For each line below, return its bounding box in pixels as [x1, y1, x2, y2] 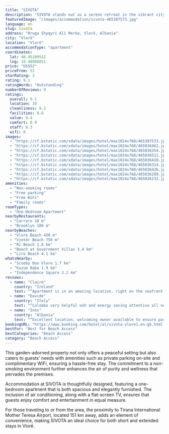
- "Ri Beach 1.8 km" [10, 242, 53, 247]
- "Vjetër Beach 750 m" [10, 237, 59, 242]
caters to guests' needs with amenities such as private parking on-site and [5, 355, 160, 361]
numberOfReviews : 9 [5, 87, 46, 92]
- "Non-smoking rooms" [10, 186, 57, 191]
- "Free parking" [10, 190, 46, 195]
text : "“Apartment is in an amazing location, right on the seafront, [14, 289, 165, 294]
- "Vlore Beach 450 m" [10, 233, 57, 238]
